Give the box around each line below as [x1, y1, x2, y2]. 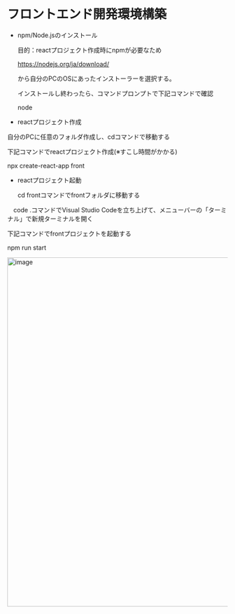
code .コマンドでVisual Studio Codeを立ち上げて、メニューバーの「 [13, 205, 208, 214]
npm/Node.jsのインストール [17, 31, 98, 39]
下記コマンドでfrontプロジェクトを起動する [7, 229, 131, 238]
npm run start [7, 243, 47, 252]
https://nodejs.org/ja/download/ [17, 60, 110, 68]
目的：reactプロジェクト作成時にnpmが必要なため [17, 46, 162, 54]
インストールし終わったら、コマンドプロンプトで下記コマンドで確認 [17, 89, 214, 97]
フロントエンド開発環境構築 [7, 6, 167, 22]
